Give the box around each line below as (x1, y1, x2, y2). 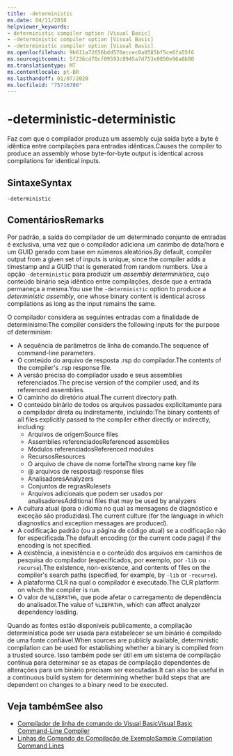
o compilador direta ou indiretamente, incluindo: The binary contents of (17, 408, 220, 416)
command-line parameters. (17, 348, 96, 357)
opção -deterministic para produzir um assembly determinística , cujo (7, 270, 210, 278)
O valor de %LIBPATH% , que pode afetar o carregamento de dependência (17, 593, 222, 601)
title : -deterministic (7, 10, 73, 17)
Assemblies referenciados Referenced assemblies (27, 437, 170, 446)
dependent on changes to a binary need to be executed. (7, 680, 168, 688)
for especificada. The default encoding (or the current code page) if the (17, 534, 221, 542)
